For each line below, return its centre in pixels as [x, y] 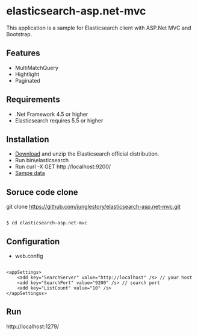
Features [23, 53]
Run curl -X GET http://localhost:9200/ [63, 166]
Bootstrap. [19, 34]
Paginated [27, 80]
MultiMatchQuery [37, 68]
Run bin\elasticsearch [42, 160]
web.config [29, 256]
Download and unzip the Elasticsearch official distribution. [87, 154]
